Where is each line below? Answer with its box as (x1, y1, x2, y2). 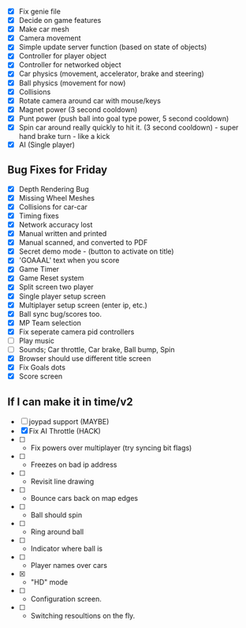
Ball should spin (30, 510, 83, 520)
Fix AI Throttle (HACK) (28, 426, 102, 435)
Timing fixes (18, 211, 60, 220)
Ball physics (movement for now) (18, 78, 126, 88)
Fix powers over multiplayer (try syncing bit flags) (30, 442, 192, 453)
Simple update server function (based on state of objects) (18, 43, 207, 52)
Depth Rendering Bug (18, 184, 90, 194)
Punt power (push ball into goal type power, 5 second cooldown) (18, 114, 229, 123)
